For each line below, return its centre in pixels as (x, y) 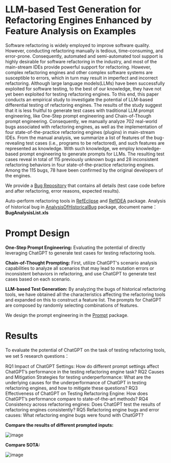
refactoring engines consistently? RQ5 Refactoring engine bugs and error (82, 409)
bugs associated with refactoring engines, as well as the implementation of (84, 127)
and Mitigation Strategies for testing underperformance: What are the (78, 377)
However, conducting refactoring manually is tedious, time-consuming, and (84, 51)
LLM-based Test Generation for (73, 9)
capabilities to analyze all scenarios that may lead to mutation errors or (80, 268)
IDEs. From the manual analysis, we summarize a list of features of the (79, 137)
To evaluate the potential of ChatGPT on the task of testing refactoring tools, (86, 350)
